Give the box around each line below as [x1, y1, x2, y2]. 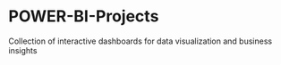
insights [8, 45, 38, 55]
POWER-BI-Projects [8, 6, 159, 27]
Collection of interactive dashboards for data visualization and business [8, 36, 273, 46]
